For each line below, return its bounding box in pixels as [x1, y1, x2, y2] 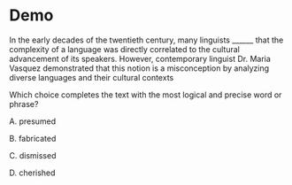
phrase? [9, 98, 39, 109]
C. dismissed [9, 150, 57, 160]
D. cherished [9, 167, 56, 178]
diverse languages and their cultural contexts [9, 72, 174, 82]
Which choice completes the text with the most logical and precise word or [9, 89, 282, 100]
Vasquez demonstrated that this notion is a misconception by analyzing [9, 63, 270, 73]
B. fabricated [9, 133, 57, 143]
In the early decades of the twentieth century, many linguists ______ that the [9, 35, 284, 45]
